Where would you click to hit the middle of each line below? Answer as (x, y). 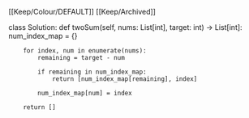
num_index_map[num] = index (85, 93)
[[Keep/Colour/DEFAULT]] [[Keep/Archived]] (82, 12)
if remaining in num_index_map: (92, 72)
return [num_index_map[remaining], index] (124, 79)
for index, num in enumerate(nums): (85, 51)
